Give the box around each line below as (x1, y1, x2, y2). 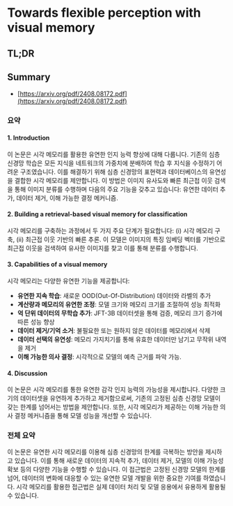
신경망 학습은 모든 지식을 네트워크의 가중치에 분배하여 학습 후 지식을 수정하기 (7, 158, 216, 167)
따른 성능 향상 (17, 318, 55, 326)
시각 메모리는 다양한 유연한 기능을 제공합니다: (7, 276, 130, 285)
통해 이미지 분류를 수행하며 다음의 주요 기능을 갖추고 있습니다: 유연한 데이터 (14, 185, 219, 193)
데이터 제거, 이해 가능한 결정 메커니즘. (16, 193, 118, 202)
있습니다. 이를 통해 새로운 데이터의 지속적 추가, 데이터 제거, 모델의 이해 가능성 (14, 456, 224, 465)
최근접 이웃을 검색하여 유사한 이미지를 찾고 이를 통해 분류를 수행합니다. (7, 244, 198, 252)
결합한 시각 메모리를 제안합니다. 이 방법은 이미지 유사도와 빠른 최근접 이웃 (14, 176, 214, 184)
